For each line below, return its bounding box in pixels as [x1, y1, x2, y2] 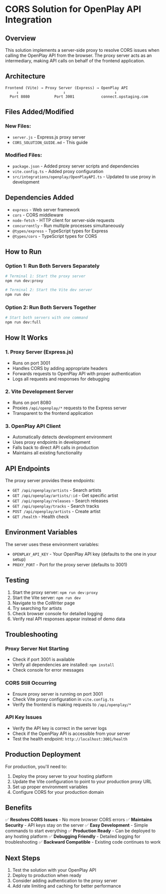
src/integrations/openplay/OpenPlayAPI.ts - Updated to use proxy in [12, 174, 156, 179]
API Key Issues [5, 714, 42, 721]
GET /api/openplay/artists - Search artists [12, 487, 102, 493]
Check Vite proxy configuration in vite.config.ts [12, 696, 114, 702]
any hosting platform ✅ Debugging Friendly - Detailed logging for [5, 834, 141, 840]
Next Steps [5, 854, 40, 862]
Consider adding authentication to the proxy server [12, 878, 118, 884]
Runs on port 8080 [12, 399, 51, 405]
